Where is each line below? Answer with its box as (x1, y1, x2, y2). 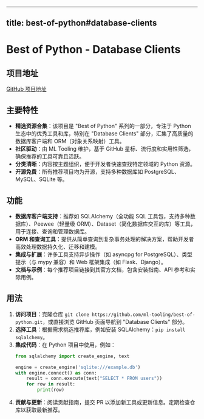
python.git (15, 319, 43, 325)
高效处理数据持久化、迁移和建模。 (15, 243, 101, 251)
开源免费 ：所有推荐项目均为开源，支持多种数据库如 (15, 168, 143, 176)
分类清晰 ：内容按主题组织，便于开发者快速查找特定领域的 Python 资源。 (15, 160, 196, 168)
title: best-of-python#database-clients (6, 18, 157, 28)
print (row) (37, 387, 65, 393)
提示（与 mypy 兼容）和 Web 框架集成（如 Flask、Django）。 (15, 259, 167, 266)
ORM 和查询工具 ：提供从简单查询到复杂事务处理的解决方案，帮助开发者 (15, 235, 194, 243)
